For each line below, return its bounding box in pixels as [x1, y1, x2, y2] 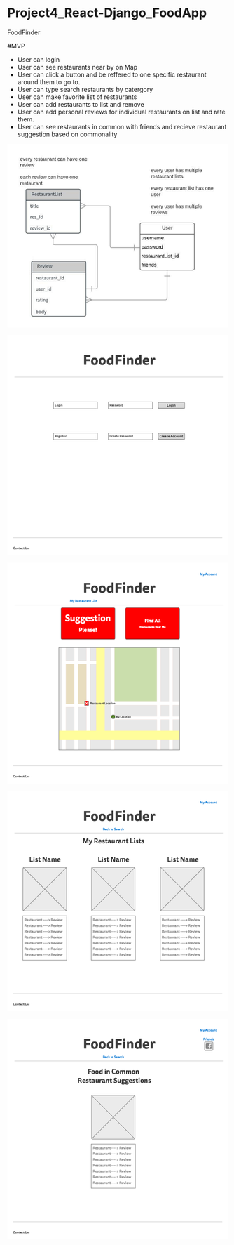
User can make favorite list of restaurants [17, 93, 137, 101]
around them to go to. [17, 77, 81, 86]
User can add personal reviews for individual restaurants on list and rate [17, 107, 226, 116]
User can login [17, 55, 60, 64]
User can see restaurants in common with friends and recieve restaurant [17, 122, 227, 131]
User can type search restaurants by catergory [17, 85, 153, 93]
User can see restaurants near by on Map [17, 62, 138, 71]
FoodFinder [7, 28, 41, 37]
